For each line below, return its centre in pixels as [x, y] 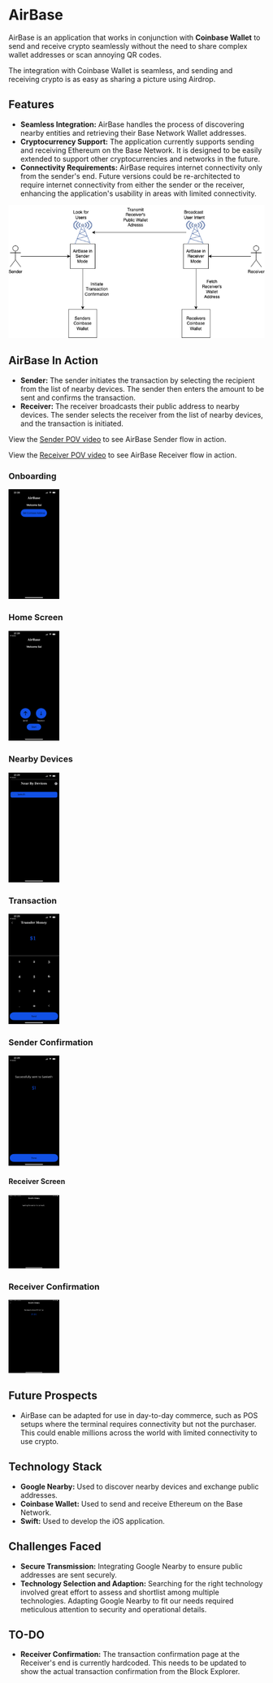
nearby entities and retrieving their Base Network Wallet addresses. [133, 132]
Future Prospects [53, 1396]
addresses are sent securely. [69, 1575]
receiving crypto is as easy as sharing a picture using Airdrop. [112, 79]
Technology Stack [55, 1467]
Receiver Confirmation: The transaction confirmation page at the [130, 1655]
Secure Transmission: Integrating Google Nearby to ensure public [131, 1566]
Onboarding [32, 475]
